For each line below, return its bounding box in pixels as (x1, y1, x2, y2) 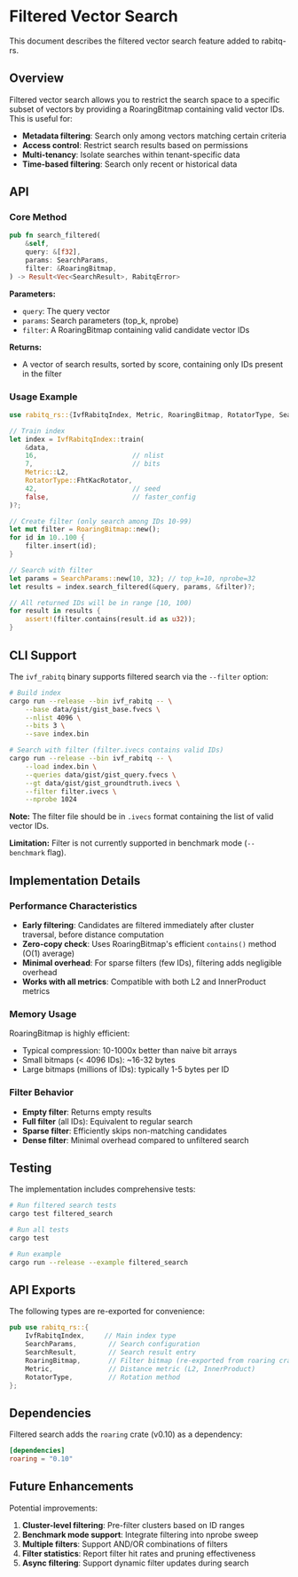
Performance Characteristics (9, 899, 137, 911)
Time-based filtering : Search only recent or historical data (21, 158, 238, 170)
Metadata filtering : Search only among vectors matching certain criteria (21, 130, 286, 141)
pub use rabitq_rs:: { (9, 1323, 90, 1332)
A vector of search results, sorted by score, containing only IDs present (21, 359, 284, 369)
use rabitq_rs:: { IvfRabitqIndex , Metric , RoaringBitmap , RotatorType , (9, 410, 276, 419)
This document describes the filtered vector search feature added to (9, 35, 260, 46)
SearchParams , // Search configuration (25, 1340, 200, 1349)
